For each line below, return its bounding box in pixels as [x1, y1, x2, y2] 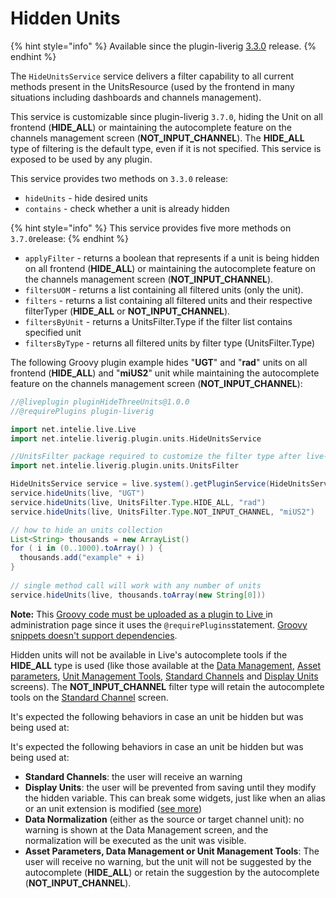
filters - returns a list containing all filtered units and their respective [24, 294, 313, 306]
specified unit [24, 326, 82, 338]
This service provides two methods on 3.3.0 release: [10, 172, 229, 184]
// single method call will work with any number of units [10, 580, 262, 591]
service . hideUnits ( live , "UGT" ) [10, 488, 145, 499]
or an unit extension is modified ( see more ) [24, 802, 203, 814]
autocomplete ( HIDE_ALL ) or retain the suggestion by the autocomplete [24, 866, 320, 878]
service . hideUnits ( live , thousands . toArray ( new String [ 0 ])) [10, 590, 267, 600]
